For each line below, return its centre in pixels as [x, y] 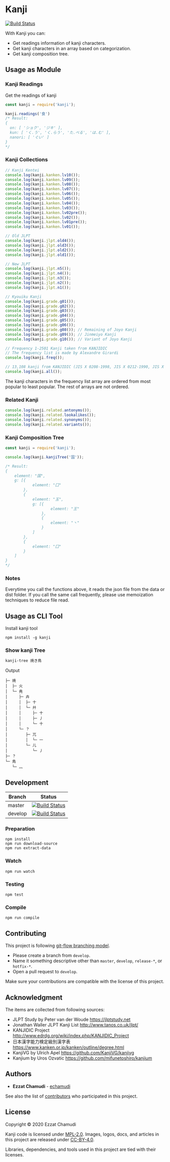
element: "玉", [48, 499]
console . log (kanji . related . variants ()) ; [49, 425]
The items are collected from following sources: [55, 1009]
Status [49, 797]
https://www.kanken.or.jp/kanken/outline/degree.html [68, 1047]
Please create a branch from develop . [51, 956]
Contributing [26, 934]
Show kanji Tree [25, 650]
